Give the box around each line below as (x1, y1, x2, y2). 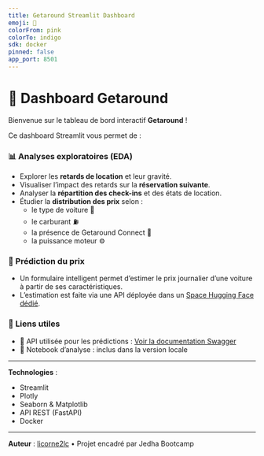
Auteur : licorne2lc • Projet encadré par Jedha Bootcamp (8, 439, 195, 448)
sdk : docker (8, 41, 47, 49)
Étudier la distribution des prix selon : (19, 197, 144, 206)
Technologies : (8, 367, 58, 376)
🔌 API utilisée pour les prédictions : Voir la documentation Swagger (19, 336, 236, 346)
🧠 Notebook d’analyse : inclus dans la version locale (19, 344, 189, 354)
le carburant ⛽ (31, 217, 79, 227)
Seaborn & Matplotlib (19, 399, 88, 409)
